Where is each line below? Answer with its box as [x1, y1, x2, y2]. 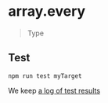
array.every [8, 2, 86, 20]
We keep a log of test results [8, 86, 100, 95]
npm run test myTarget [8, 72, 82, 80]
